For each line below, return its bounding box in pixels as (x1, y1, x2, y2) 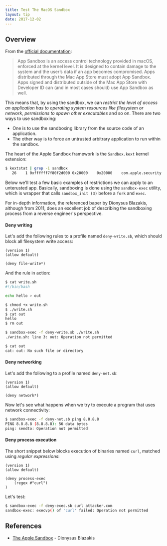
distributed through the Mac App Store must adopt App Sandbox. (17, 74, 152, 80)
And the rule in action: (5, 270, 51, 276)
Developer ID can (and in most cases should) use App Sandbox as (17, 84, 154, 90)
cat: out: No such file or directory (5, 348, 84, 353)
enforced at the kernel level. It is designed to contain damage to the (17, 63, 157, 69)
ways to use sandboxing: (5, 115, 56, 121)
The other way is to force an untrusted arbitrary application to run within (12, 136, 161, 142)
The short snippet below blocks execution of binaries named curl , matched (5, 448, 161, 454)
